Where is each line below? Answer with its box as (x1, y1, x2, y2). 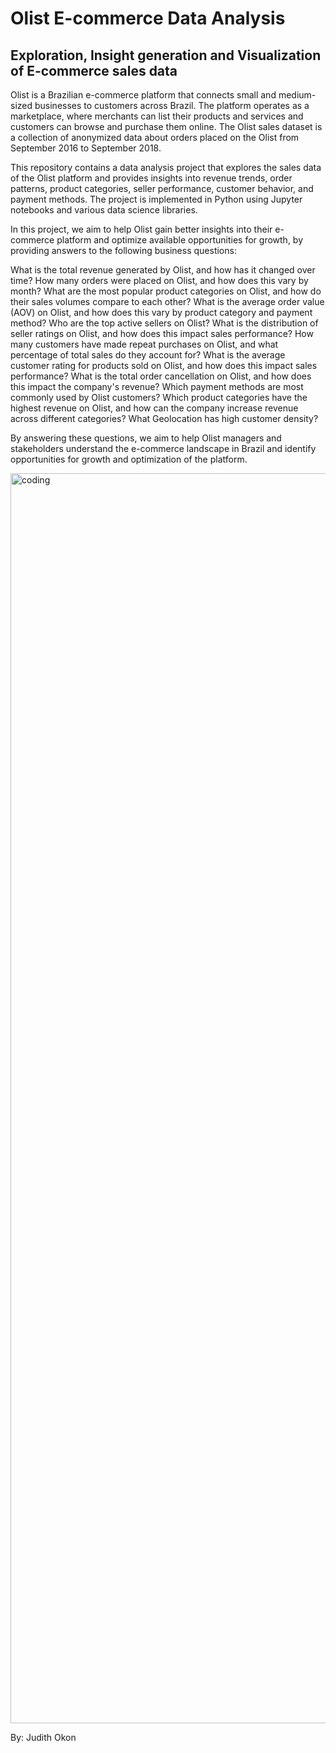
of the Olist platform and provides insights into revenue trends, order (10, 172, 293, 184)
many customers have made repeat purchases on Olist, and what (10, 338, 279, 350)
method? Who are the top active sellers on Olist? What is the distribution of (10, 317, 319, 329)
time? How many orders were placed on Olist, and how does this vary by (10, 275, 309, 286)
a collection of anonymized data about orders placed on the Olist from (10, 132, 300, 143)
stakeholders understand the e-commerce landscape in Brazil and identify (10, 443, 317, 454)
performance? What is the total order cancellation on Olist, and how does (10, 370, 312, 382)
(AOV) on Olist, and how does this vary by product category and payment (10, 307, 313, 318)
